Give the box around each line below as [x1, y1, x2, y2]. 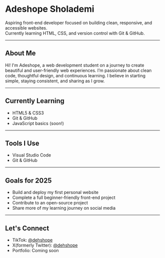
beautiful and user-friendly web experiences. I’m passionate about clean [5, 67, 152, 73]
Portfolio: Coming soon [12, 248, 59, 253]
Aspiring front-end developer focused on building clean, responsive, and [5, 20, 152, 26]
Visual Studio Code [12, 152, 52, 158]
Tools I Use [5, 139, 40, 147]
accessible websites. [5, 25, 48, 31]
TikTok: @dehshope [12, 237, 53, 243]
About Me [5, 49, 36, 58]
